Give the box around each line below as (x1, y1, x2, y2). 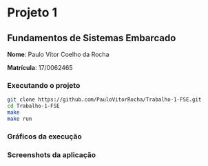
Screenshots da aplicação (7, 150, 96, 159)
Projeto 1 (7, 5, 58, 21)
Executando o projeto (7, 80, 81, 90)
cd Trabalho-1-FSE (7, 103, 60, 110)
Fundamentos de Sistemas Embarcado (7, 32, 176, 44)
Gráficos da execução (7, 132, 83, 141)
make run (7, 115, 32, 122)
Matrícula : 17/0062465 (7, 64, 74, 71)
